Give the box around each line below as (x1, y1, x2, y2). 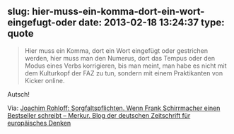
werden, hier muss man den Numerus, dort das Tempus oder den (24, 54, 216, 62)
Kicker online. (24, 76, 65, 85)
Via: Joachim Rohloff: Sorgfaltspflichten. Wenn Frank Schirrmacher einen (7, 104, 221, 112)
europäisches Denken (7, 118, 71, 127)
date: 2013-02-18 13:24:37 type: (78, 17, 225, 29)
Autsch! (7, 90, 30, 98)
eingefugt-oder (7, 17, 77, 29)
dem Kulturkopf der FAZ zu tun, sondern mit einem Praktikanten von (24, 68, 223, 77)
